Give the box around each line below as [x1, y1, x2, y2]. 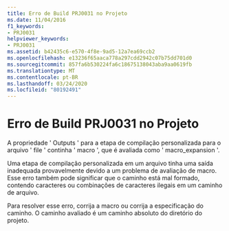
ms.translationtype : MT [7, 67, 76, 74]
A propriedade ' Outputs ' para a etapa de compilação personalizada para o [7, 138, 221, 147]
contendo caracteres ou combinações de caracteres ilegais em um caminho [7, 181, 223, 189]
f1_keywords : [7, 23, 45, 29]
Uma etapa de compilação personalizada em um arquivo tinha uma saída [7, 159, 213, 168]
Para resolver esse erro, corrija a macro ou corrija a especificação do [7, 202, 204, 210]
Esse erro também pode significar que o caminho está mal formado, [7, 174, 200, 182]
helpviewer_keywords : [7, 36, 69, 42]
